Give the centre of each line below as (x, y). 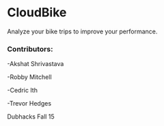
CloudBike (37, 13)
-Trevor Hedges (29, 104)
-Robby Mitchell (30, 77)
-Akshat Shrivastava (36, 64)
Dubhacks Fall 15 (31, 116)
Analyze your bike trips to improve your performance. (82, 31)
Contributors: (30, 49)
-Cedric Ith (22, 91)
